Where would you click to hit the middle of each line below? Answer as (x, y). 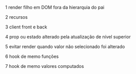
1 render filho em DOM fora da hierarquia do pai (55, 7)
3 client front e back (26, 27)
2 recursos (16, 17)
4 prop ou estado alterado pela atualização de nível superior (68, 37)
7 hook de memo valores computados (45, 66)
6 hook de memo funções (32, 56)
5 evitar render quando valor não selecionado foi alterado (65, 47)
